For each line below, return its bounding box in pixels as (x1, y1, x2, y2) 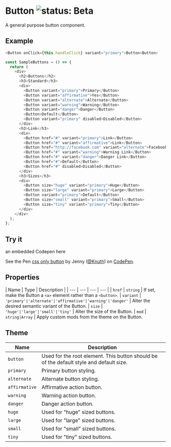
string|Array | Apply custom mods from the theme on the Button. (5, 314, 143, 320)
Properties (5, 273, 40, 282)
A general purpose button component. (5, 22, 85, 28)
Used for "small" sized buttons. (41, 425, 116, 432)
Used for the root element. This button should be (41, 352, 158, 359)
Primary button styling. (41, 367, 96, 374)
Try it (5, 235, 22, 243)
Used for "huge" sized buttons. (41, 408, 116, 415)
